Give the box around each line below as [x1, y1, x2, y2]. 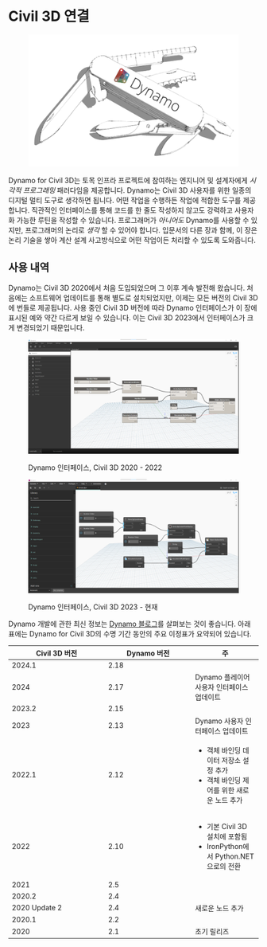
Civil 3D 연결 [8, 7, 90, 25]
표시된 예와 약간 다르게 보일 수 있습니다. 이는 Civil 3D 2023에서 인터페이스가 [8, 313, 246, 323]
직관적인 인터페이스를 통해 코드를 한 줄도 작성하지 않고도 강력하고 [31, 205, 233, 215]
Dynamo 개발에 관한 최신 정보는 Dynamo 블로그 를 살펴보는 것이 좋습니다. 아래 [8, 619, 251, 629]
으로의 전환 [206, 862, 241, 871]
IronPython [206, 842, 243, 851]
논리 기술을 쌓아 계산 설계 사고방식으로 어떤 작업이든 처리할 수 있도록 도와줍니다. [8, 235, 257, 245]
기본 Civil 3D [206, 822, 248, 832]
